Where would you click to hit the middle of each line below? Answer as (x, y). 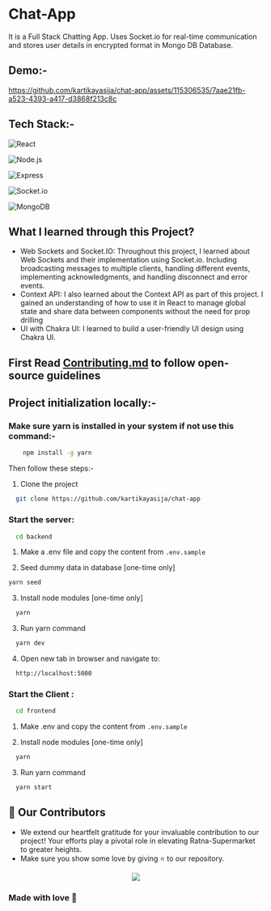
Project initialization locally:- (83, 403)
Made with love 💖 (43, 897)
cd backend (34, 536)
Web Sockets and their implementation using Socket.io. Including (128, 260)
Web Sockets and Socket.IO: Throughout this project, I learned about (135, 251)
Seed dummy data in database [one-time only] (97, 568)
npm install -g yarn (57, 453)
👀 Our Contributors (57, 813)
